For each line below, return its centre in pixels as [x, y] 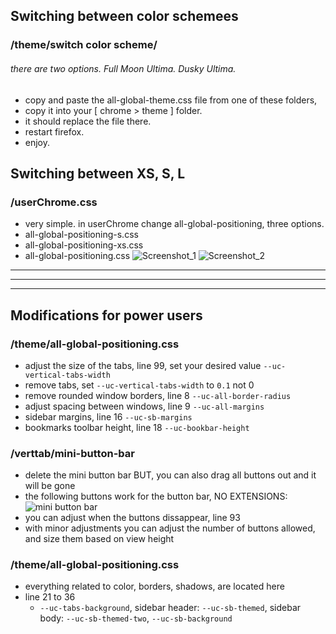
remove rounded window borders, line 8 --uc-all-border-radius [158, 395]
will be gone [50, 486]
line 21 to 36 [50, 597]
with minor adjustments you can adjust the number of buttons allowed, [170, 528]
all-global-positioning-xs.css [84, 245]
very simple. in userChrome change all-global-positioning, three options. [174, 224]
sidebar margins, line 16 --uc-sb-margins [108, 416]
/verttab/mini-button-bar [72, 453]
